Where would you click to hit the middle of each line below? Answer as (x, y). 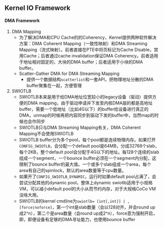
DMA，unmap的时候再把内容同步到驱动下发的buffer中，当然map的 (87, 115)
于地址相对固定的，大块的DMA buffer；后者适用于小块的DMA (81, 62)
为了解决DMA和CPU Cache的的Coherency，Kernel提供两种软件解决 (88, 37)
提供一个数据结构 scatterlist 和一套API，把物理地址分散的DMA (90, 79)
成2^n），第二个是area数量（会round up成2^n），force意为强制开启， (88, 213)
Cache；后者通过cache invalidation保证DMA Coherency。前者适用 (91, 55)
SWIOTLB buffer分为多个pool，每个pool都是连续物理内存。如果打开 (87, 140)
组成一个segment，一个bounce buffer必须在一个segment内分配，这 (88, 158)
